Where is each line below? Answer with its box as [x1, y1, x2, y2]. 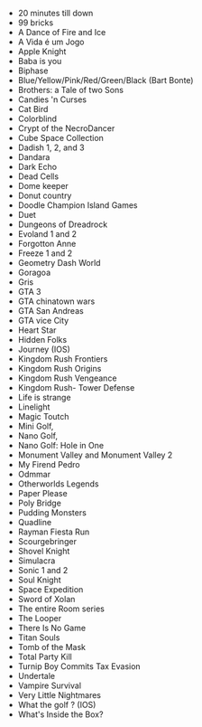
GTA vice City [17, 316, 69, 326]
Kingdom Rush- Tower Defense [17, 382, 135, 392]
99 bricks [17, 17, 54, 28]
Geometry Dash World [17, 258, 101, 268]
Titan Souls [17, 632, 60, 643]
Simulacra [17, 555, 56, 566]
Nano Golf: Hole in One [17, 440, 105, 450]
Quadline [17, 517, 52, 527]
